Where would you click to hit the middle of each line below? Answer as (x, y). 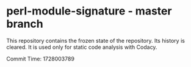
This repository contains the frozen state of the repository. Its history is (95, 40)
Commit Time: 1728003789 (41, 59)
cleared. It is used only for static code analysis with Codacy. (82, 47)
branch (25, 24)
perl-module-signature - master (89, 11)
